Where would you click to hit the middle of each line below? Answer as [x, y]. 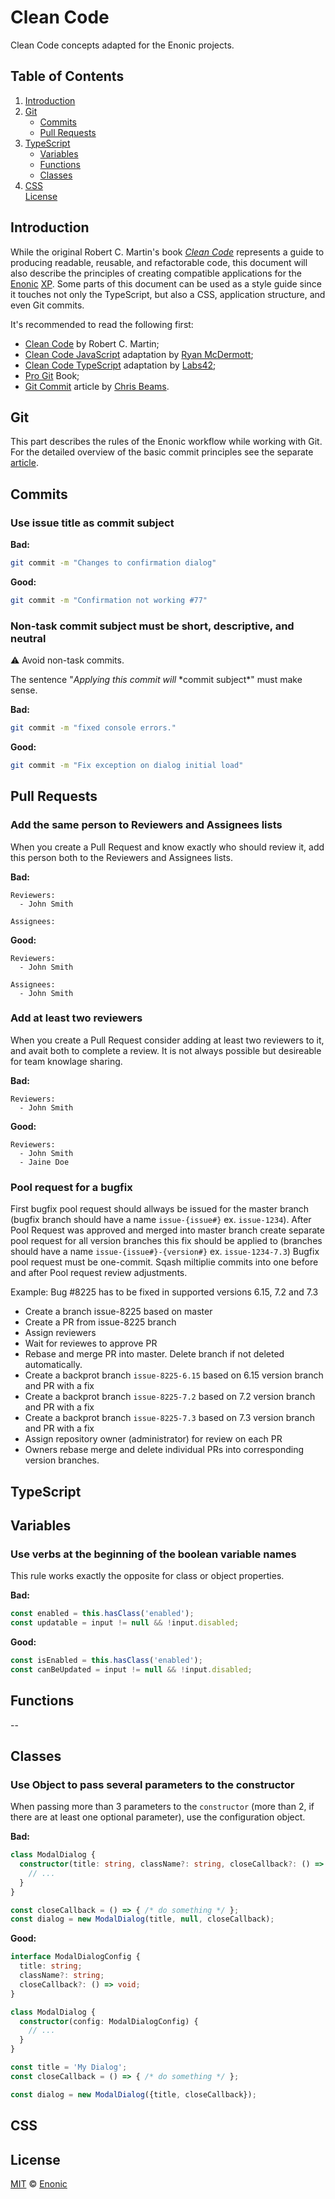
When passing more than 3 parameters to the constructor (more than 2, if [162, 1807]
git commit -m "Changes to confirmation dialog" [113, 563]
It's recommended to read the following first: [102, 324]
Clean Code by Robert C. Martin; [92, 343]
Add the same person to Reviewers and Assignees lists [146, 825]
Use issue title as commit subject [92, 523]
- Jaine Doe [44, 1162]
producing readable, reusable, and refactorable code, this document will [159, 262]
